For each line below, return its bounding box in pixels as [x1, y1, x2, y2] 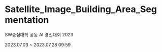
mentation [5, 14, 49, 26]
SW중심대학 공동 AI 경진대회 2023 [5, 31, 74, 37]
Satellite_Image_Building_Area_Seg [5, 4, 157, 15]
